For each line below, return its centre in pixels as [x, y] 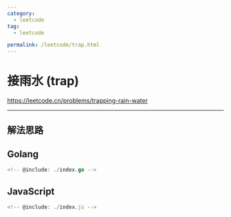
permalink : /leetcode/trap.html [53, 45]
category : [21, 13]
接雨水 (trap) [43, 81]
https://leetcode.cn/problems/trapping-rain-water [77, 101]
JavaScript [31, 191]
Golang [23, 154]
